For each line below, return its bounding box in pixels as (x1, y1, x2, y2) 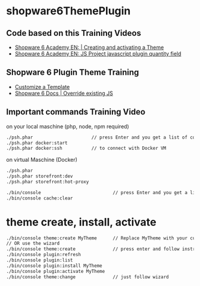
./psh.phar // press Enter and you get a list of (6, 134, 187, 140)
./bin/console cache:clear (6, 195, 73, 201)
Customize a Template (14, 83, 70, 90)
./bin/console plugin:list (6, 257, 73, 263)
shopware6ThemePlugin (6, 4, 131, 18)
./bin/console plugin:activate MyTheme (6, 268, 105, 274)
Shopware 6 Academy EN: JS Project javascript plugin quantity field (14, 50, 182, 57)
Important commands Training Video (6, 107, 146, 117)
